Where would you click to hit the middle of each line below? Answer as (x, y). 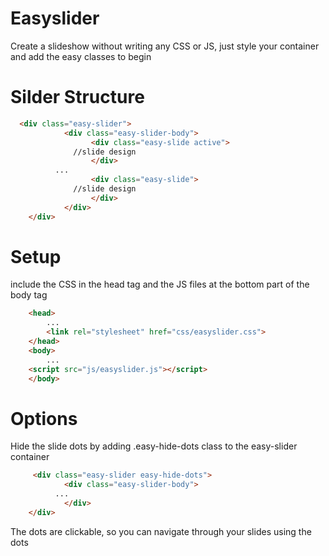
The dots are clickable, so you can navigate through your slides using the (161, 531)
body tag (29, 295)
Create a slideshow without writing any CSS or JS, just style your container (165, 46)
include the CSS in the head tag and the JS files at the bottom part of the (160, 284)
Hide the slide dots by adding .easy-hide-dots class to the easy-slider (154, 446)
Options (44, 418)
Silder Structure (77, 97)
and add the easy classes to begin (81, 56)
